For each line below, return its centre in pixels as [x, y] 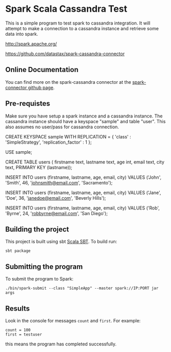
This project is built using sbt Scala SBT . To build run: [61, 242]
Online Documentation [42, 70]
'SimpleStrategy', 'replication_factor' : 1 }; [48, 142]
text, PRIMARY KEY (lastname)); [39, 167]
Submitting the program [44, 266]
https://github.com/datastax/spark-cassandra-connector [65, 54]
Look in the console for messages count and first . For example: [73, 321]
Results [18, 308]
